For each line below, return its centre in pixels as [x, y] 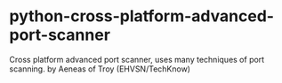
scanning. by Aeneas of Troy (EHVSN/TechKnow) [100, 69]
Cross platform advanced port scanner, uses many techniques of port [137, 59]
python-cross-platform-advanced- [141, 16]
